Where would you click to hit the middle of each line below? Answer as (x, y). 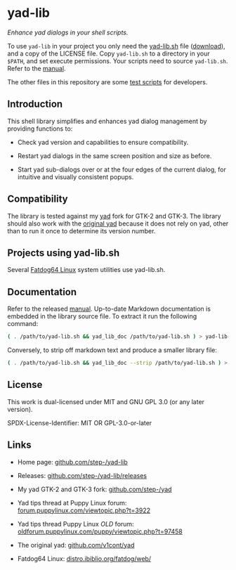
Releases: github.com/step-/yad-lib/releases (82, 475)
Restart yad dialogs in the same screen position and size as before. (114, 155)
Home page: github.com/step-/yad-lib (72, 462)
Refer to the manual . (37, 68)
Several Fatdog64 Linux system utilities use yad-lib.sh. (86, 270)
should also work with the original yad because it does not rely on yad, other (118, 224)
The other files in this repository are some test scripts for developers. (107, 82)
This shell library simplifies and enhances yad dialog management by (107, 121)
